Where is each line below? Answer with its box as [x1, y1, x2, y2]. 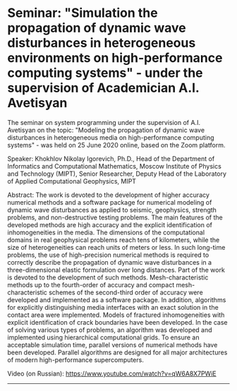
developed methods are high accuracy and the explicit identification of [7, 220, 213, 229]
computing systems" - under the [7, 65, 203, 81]
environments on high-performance [7, 50, 223, 66]
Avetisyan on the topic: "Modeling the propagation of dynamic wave [7, 126, 205, 134]
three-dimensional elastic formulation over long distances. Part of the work [7, 265, 226, 274]
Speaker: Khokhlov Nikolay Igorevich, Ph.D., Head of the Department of [7, 154, 215, 163]
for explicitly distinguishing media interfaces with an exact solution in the [7, 303, 219, 311]
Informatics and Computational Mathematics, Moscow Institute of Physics [7, 162, 222, 170]
